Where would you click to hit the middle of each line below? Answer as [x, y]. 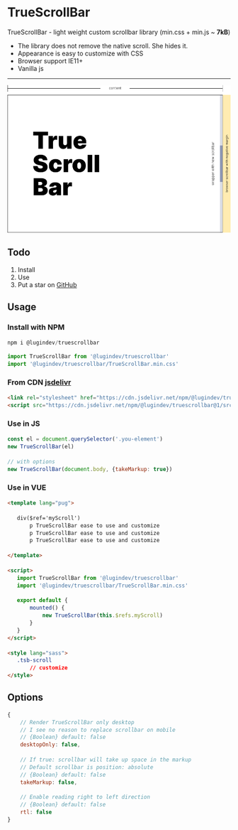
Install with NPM [36, 328]
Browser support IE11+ [50, 60]
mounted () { [47, 608]
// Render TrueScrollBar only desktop [77, 722]
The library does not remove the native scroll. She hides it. [103, 45]
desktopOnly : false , [50, 745]
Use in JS [24, 424]
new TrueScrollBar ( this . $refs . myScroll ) [102, 615]
